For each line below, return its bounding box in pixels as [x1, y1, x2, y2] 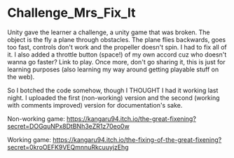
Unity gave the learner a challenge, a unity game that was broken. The [7, 28, 210, 36]
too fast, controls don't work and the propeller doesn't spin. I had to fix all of [7, 43, 228, 51]
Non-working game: [7, 114, 65, 123]
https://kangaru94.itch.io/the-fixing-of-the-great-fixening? [52, 135, 222, 144]
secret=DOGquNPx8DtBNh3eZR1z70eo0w [7, 122, 130, 130]
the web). [7, 72, 35, 81]
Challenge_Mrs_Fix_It [7, 5, 136, 21]
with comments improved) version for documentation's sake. [7, 101, 183, 109]
